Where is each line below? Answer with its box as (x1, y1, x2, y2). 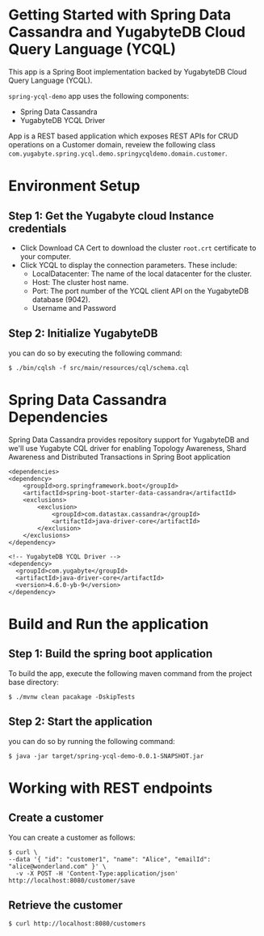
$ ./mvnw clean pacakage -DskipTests (8, 692, 136, 701)
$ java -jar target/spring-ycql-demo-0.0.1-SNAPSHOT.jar (8, 751, 204, 760)
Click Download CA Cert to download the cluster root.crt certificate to (19, 243, 257, 253)
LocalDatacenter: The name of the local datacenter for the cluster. (31, 269, 253, 279)
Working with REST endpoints (8, 779, 213, 797)
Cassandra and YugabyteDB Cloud (8, 23, 246, 41)
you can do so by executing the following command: (8, 348, 182, 358)
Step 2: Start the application (8, 715, 153, 729)
